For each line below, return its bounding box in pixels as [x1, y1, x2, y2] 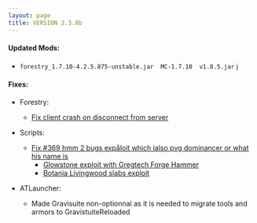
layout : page [8, 11, 51, 20]
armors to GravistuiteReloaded [31, 206, 130, 217]
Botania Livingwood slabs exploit [42, 168, 150, 177]
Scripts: [19, 128, 46, 137]
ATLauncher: [19, 183, 61, 193]
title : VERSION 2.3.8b [8, 19, 83, 27]
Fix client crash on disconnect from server [31, 112, 169, 122]
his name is [31, 151, 68, 161]
